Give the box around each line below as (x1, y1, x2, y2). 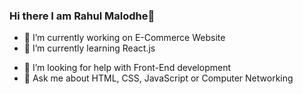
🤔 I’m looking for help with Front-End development (23, 62, 231, 74)
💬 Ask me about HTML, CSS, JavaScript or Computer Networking (23, 72, 294, 84)
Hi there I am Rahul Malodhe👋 (9, 9, 156, 23)
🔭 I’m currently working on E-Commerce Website (23, 32, 226, 44)
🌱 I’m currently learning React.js (23, 42, 156, 54)
